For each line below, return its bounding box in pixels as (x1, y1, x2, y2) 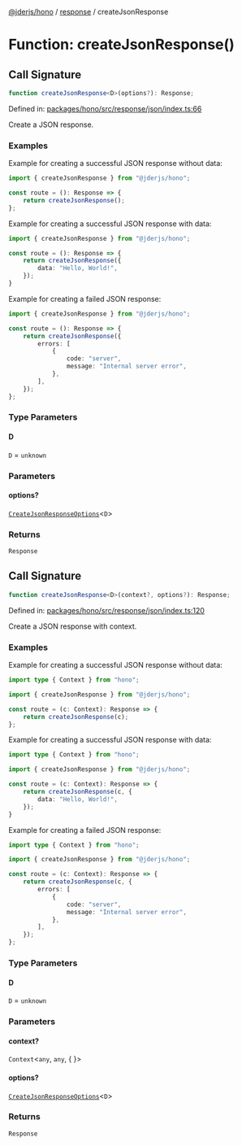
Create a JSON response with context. (8, 621, 137, 631)
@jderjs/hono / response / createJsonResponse (8, 7, 169, 16)
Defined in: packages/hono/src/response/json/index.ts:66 (8, 103, 202, 113)
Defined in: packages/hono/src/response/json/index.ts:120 (8, 605, 205, 615)
